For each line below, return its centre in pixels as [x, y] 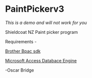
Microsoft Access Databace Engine [41, 60]
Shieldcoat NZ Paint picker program [42, 32]
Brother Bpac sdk [23, 51]
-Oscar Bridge [20, 70]
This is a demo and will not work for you [46, 23]
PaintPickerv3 [35, 9]
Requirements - [21, 41]
